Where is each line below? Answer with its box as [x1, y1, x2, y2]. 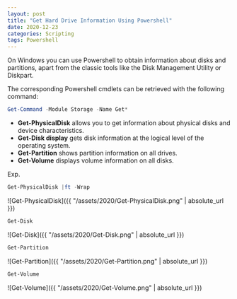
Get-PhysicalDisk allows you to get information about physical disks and [17, 119, 231, 127]
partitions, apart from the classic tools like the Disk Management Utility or [7, 64, 221, 72]
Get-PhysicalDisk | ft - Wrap [7, 184, 91, 191]
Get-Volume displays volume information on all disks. [17, 156, 175, 165]
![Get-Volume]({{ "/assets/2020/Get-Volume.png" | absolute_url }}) [7, 283, 202, 292]
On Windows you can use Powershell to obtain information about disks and [7, 56, 226, 64]
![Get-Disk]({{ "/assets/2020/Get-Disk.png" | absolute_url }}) [7, 230, 185, 239]
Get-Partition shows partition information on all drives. [17, 149, 178, 157]
